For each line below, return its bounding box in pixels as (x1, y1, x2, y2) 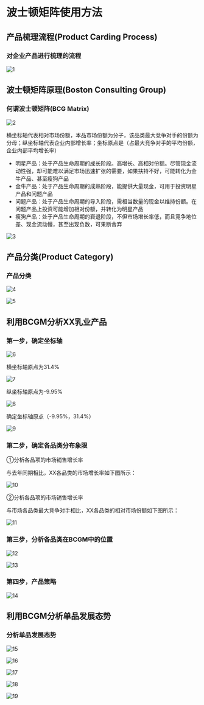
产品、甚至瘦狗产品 (20, 175, 69, 182)
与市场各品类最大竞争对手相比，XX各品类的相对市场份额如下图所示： (6, 507, 180, 514)
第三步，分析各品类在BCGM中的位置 (6, 535, 113, 544)
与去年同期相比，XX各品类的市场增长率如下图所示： (6, 469, 137, 477)
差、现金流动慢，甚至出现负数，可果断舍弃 (15, 220, 122, 228)
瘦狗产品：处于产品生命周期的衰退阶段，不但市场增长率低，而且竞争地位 (15, 212, 197, 220)
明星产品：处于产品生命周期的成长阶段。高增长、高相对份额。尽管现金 (15, 160, 192, 167)
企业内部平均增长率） (6, 147, 60, 154)
